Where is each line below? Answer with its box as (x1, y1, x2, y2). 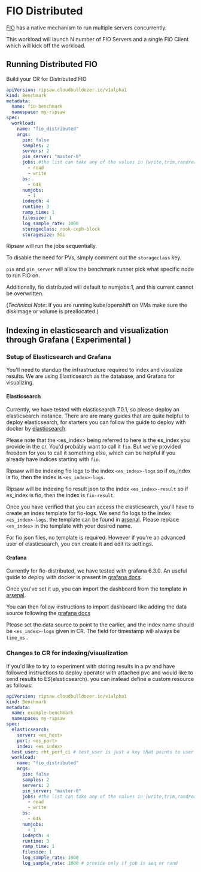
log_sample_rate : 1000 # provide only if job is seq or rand (22, 861, 178, 867)
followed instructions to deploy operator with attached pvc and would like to (6, 669, 193, 676)
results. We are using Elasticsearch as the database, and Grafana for (6, 373, 175, 380)
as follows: (6, 682, 33, 689)
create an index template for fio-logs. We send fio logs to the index (6, 510, 171, 517)
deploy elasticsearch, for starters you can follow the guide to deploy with (6, 419, 187, 426)
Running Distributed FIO (6, 59, 98, 69)
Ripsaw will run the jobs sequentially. (6, 243, 98, 250)
